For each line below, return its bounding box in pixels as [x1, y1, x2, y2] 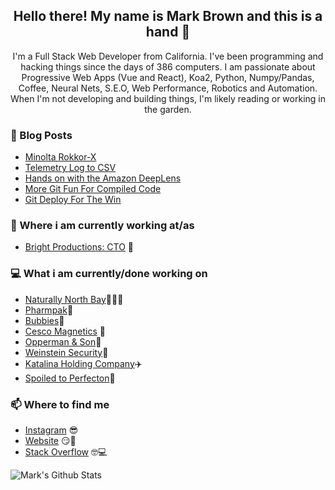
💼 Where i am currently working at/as [10, 219, 195, 233]
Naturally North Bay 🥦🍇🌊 [24, 293, 124, 305]
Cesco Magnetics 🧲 [24, 325, 106, 337]
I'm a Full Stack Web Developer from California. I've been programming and [12, 50, 324, 62]
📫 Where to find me [10, 397, 110, 411]
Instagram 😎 [24, 424, 79, 436]
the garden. [144, 103, 192, 115]
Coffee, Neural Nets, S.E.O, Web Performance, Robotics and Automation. [18, 82, 318, 94]
